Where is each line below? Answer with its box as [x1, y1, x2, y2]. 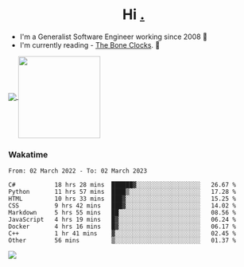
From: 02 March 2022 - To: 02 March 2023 [8, 167, 148, 176]
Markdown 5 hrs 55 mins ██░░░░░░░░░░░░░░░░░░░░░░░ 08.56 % [8, 209, 237, 217]
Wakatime [8, 149, 48, 160]
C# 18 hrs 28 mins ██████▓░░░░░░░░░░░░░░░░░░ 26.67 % [8, 181, 237, 189]
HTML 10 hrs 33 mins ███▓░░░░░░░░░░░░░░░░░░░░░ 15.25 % [8, 195, 237, 203]
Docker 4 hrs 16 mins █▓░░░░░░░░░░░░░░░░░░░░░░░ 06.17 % [8, 222, 237, 231]
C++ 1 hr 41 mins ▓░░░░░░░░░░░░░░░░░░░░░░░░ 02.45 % [8, 230, 237, 238]
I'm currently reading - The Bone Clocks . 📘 [19, 40, 161, 49]
